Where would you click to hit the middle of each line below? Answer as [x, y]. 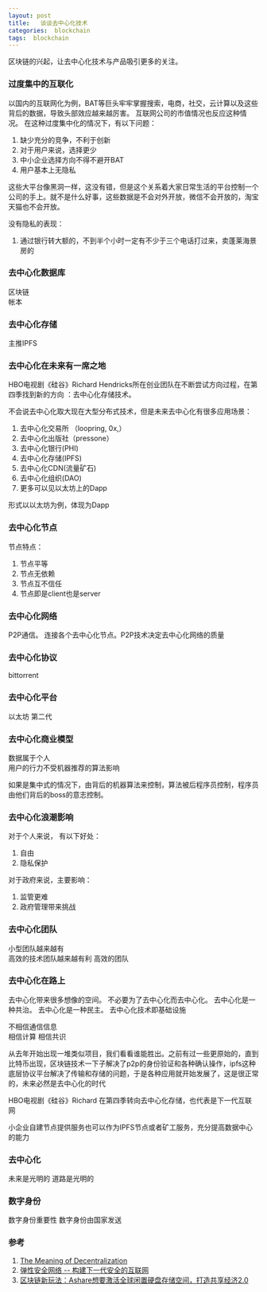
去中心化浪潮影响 [41, 817]
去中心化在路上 [37, 981]
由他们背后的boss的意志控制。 [58, 794]
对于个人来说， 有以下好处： [54, 836]
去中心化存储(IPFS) [50, 458]
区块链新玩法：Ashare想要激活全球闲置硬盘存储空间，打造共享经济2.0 [134, 1280]
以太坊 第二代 [30, 716]
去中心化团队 [33, 930]
